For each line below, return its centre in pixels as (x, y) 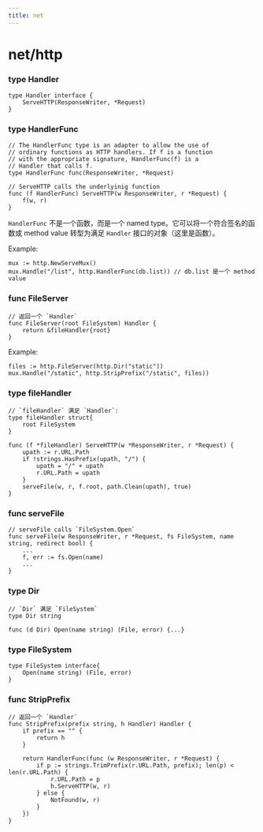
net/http (35, 54)
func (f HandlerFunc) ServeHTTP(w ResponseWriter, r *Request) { (117, 194)
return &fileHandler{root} (67, 330)
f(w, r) (35, 201)
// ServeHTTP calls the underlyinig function (84, 187)
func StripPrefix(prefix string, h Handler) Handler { (100, 724)
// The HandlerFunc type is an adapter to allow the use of (109, 146)
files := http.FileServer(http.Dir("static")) (86, 366)
